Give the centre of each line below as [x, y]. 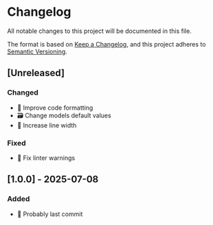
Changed [23, 93]
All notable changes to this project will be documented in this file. [100, 31]
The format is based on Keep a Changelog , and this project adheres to [106, 44]
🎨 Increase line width [47, 125]
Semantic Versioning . [37, 51]
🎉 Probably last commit [50, 214]
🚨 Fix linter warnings [46, 158]
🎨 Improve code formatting [55, 108]
